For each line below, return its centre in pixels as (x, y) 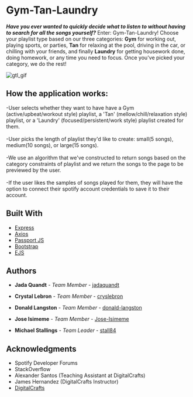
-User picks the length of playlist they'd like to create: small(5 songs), (90, 139)
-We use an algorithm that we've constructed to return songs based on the (96, 157)
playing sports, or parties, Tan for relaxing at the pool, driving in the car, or (96, 45)
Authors (21, 271)
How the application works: (57, 94)
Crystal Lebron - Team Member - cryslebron (69, 296)
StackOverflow (32, 369)
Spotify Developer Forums (46, 363)
